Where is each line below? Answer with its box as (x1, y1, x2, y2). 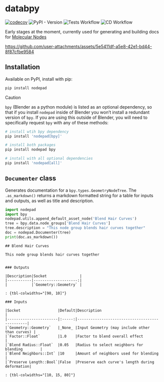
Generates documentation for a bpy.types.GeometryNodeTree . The (5, 187, 137, 193)
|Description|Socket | (5, 273, 82, 278)
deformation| (5, 364, 32, 369)
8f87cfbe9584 (5, 49, 34, 55)
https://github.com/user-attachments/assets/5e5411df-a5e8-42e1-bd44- (5, 43, 152, 49)
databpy (5, 3, 40, 14)
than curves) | (5, 329, 36, 334)
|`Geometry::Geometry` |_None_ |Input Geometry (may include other (5, 325, 150, 330)
